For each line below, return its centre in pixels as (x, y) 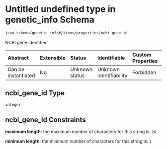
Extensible (52, 58)
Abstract (18, 58)
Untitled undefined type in (60, 9)
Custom (142, 55)
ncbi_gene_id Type (35, 93)
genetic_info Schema (50, 20)
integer (13, 105)
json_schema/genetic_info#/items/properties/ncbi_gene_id (66, 33)
